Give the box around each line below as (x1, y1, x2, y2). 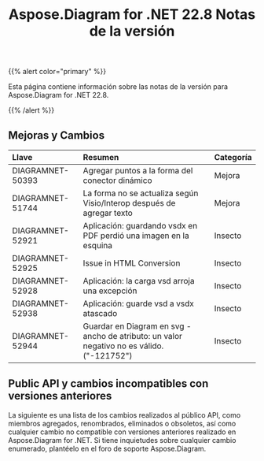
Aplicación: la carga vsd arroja (82, 276, 195, 286)
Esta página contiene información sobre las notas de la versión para (8, 82, 229, 91)
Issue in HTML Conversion (82, 258, 181, 269)
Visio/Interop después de (82, 198, 176, 208)
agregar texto (82, 207, 134, 218)
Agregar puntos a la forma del (82, 165, 193, 176)
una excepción (82, 285, 137, 296)
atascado (82, 308, 118, 318)
